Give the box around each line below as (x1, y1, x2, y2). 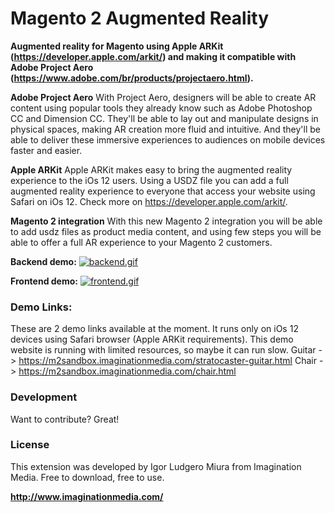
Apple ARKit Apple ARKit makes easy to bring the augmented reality (10, 163, 293, 176)
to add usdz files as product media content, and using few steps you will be (10, 225, 322, 237)
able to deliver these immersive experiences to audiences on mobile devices (10, 133, 326, 146)
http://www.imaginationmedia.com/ (10, 490, 164, 502)
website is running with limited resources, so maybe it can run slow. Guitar (10, 344, 317, 356)
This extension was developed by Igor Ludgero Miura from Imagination (10, 460, 302, 472)
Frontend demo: (10, 275, 78, 287)
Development (10, 390, 78, 404)
